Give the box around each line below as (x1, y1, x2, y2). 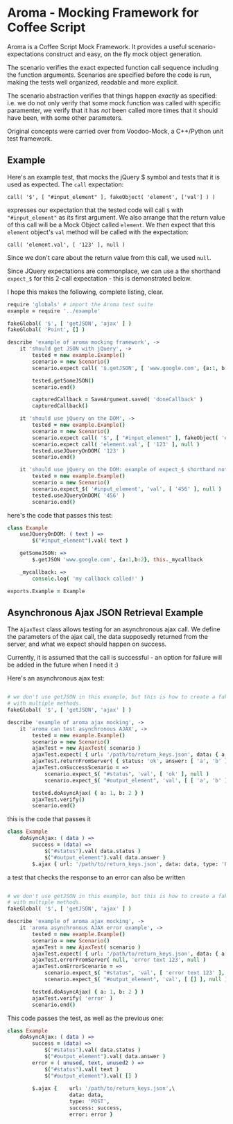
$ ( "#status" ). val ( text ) (44, 1066, 119, 1073)
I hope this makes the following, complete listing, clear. (7, 288, 164, 296)
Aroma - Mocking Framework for (7, 5, 199, 21)
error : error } (69, 1111, 113, 1118)
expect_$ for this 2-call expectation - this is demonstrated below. (7, 274, 192, 282)
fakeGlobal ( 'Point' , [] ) (7, 326, 85, 333)
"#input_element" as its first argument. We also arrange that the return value (7, 213, 225, 221)
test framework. (7, 134, 53, 143)
